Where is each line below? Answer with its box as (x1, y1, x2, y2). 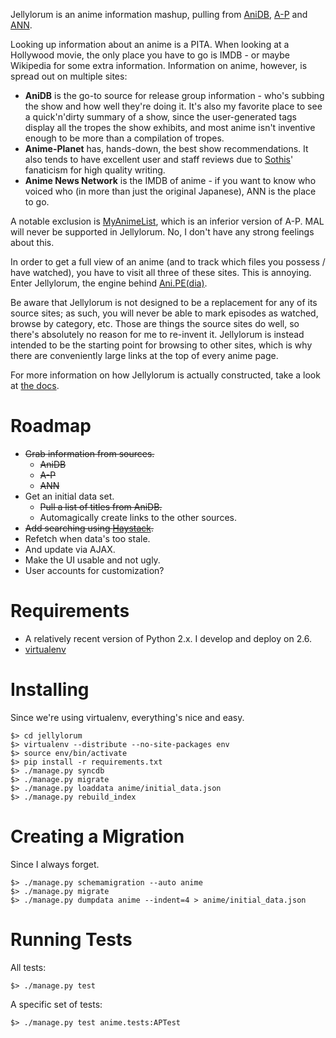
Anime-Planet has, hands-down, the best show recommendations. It (24, 143, 309, 154)
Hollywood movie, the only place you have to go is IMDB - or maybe (10, 49, 291, 61)
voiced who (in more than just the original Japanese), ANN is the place (24, 185, 317, 197)
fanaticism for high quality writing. (24, 164, 166, 176)
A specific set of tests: (10, 998, 103, 1010)
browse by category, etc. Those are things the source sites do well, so (10, 318, 300, 329)
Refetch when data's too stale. (24, 532, 151, 544)
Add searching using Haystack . (24, 522, 155, 534)
